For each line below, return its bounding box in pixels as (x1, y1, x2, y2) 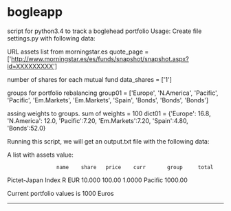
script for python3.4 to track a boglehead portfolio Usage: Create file (7, 27, 202, 35)
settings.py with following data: (7, 34, 96, 42)
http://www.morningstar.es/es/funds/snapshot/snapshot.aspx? (11, 54, 189, 63)
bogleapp (7, 4, 63, 20)
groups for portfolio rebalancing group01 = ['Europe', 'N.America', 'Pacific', (7, 89, 219, 97)
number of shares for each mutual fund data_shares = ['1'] (7, 75, 172, 83)
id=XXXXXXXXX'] (7, 62, 57, 70)
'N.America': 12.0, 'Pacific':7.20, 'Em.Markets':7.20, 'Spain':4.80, (7, 116, 189, 124)
